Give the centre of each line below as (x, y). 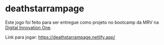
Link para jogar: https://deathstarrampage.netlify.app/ (60, 37)
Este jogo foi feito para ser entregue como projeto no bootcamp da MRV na (82, 22)
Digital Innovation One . (29, 27)
